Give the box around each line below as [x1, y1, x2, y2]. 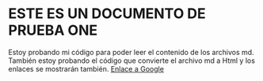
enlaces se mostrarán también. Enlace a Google [8, 64, 165, 73]
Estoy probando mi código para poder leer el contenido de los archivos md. [8, 47, 255, 57]
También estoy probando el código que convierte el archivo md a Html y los [8, 56, 256, 65]
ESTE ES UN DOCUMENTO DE [8, 5, 206, 23]
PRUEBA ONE [8, 21, 98, 39]
